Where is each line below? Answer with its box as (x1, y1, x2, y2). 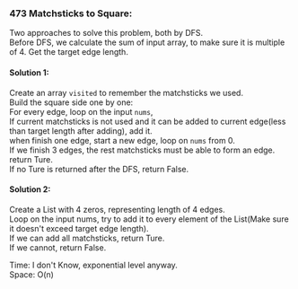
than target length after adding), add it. (9, 125, 153, 136)
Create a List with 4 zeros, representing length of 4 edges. (9, 204, 226, 215)
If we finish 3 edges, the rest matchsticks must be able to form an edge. (9, 144, 276, 155)
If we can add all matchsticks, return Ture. (9, 232, 165, 243)
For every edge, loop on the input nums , (9, 106, 153, 117)
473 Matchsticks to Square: (9, 7, 133, 20)
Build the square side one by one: (9, 97, 134, 108)
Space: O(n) (9, 268, 54, 280)
